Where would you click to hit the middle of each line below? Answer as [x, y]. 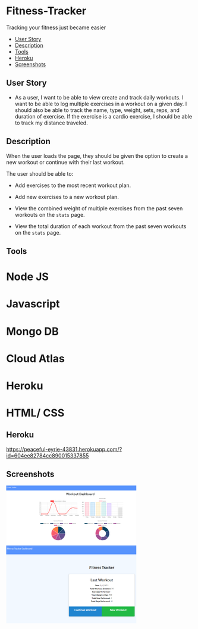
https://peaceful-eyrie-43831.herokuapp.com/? [64, 449]
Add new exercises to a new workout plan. [67, 197]
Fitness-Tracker [46, 11]
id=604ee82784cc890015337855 [48, 455]
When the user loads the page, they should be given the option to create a [97, 155]
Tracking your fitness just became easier [56, 27]
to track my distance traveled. [51, 123]
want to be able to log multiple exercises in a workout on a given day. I [101, 104]
